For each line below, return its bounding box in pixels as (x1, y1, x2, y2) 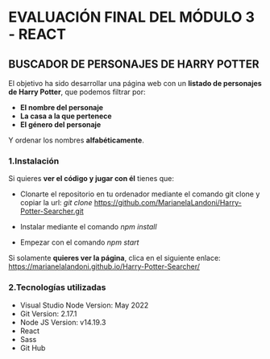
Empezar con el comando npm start (19, 237, 139, 247)
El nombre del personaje (19, 103, 103, 112)
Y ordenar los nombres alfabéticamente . (8, 135, 145, 145)
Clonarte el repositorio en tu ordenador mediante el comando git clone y (19, 189, 260, 199)
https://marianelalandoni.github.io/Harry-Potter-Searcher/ (8, 262, 200, 271)
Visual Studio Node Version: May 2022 (19, 300, 149, 310)
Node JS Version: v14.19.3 (19, 317, 106, 327)
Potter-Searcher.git (19, 206, 85, 217)
